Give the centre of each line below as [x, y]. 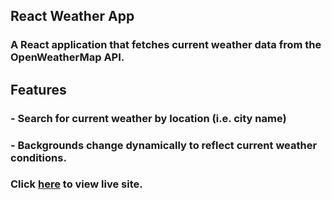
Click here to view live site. [76, 184]
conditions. [38, 157]
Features [38, 89]
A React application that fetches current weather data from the [166, 45]
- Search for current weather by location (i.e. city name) [148, 118]
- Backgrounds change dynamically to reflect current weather [164, 145]
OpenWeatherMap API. [67, 57]
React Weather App [72, 16]
